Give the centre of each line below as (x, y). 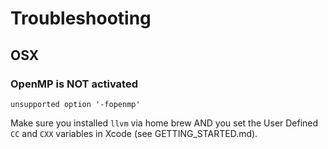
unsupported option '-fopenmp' (75, 104)
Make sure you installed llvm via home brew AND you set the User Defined (164, 123)
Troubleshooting (81, 18)
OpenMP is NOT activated (74, 84)
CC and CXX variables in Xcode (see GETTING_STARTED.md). (134, 133)
